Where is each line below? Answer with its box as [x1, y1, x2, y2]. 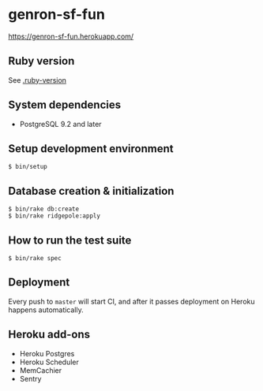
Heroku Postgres [19, 348, 75, 358]
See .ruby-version [8, 75, 67, 84]
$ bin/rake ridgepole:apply [8, 212, 101, 220]
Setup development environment [8, 142, 174, 155]
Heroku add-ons [8, 328, 91, 341]
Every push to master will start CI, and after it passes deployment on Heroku [8, 296, 255, 306]
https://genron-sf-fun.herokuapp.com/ [8, 32, 134, 41]
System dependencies [8, 99, 121, 112]
